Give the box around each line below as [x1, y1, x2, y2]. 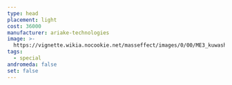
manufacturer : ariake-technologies [7, 29, 110, 36]
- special [13, 55, 41, 62]
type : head [7, 10, 39, 17]
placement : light [7, 16, 57, 23]
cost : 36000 [7, 23, 41, 29]
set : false [7, 67, 39, 74]
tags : [7, 49, 23, 56]
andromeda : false [7, 61, 57, 68]
